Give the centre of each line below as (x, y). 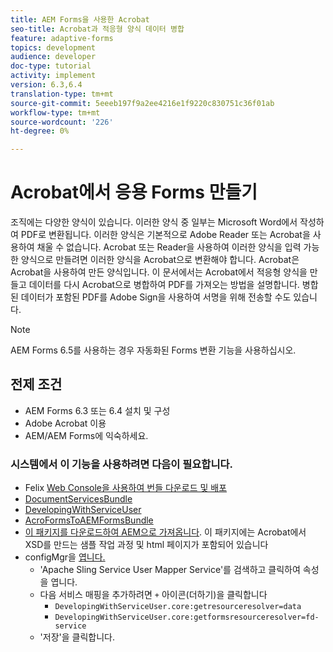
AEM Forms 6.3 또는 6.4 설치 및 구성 (97, 410)
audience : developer (53, 57)
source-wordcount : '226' (62, 122)
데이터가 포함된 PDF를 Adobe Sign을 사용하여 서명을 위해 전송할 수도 (156, 297)
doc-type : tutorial (51, 66)
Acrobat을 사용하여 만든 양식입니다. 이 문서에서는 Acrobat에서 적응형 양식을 (159, 272)
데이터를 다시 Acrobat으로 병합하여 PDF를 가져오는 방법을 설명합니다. (164, 285)
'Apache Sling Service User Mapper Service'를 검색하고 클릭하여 (170, 570)
